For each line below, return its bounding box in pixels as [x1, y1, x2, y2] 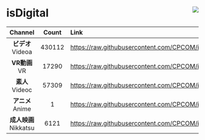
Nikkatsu [9, 124, 35, 132]
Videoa [12, 47, 32, 56]
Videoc [12, 85, 32, 94]
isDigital [6, 6, 49, 20]
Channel [9, 28, 35, 37]
